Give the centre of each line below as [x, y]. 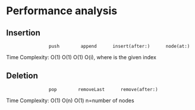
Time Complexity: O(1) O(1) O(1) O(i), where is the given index [81, 57]
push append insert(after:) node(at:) [119, 46]
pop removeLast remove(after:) [103, 89]
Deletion [22, 76]
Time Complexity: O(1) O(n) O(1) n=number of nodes [70, 100]
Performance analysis [62, 11]
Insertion [23, 33]
